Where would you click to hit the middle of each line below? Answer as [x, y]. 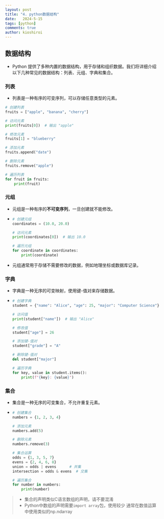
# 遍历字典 [22, 368]
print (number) [35, 490]
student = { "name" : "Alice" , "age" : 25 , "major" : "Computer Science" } [86, 306]
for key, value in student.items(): [49, 373]
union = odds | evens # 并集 [47, 467]
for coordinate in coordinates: [45, 251]
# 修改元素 [15, 134]
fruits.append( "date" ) [28, 152]
